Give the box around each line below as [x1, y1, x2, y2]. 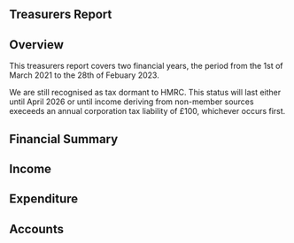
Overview [9, 37, 65, 52]
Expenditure [9, 192, 79, 207]
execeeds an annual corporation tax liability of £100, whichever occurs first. [9, 106, 286, 117]
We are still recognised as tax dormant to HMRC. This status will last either [9, 87, 282, 98]
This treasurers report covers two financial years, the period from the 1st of [9, 61, 283, 72]
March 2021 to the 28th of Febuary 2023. [9, 70, 159, 80]
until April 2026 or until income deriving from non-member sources [9, 96, 254, 107]
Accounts [9, 221, 65, 237]
